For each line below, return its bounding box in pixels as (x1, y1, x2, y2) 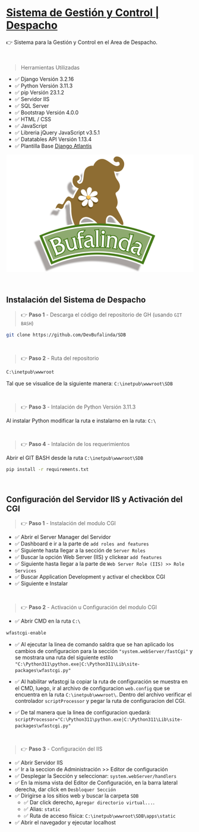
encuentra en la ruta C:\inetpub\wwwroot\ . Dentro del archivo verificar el (14, 691, 192, 698)
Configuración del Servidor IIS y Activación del (6, 494, 183, 504)
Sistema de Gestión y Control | (6, 6, 159, 20)
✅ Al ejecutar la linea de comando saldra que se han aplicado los (14, 641, 174, 648)
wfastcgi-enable (6, 630, 46, 636)
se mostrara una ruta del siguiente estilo (14, 654, 113, 661)
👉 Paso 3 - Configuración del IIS (20, 745, 103, 752)
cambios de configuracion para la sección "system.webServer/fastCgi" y (14, 648, 193, 655)
